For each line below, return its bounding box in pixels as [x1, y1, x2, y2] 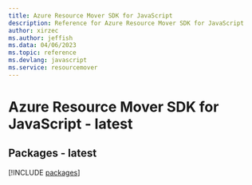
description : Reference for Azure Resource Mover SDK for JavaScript [8, 19, 245, 27]
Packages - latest [8, 147, 97, 160]
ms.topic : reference [8, 49, 77, 57]
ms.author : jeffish [8, 33, 73, 42]
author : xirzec [8, 26, 59, 34]
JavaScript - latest [8, 115, 133, 132]
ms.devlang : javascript [8, 57, 88, 65]
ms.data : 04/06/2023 [8, 41, 77, 49]
